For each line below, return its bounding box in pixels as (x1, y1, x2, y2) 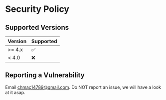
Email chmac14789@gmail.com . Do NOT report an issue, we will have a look (5, 84, 161, 90)
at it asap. (5, 89, 26, 95)
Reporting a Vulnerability (5, 71, 85, 80)
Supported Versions (5, 23, 69, 32)
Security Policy (5, 3, 70, 15)
